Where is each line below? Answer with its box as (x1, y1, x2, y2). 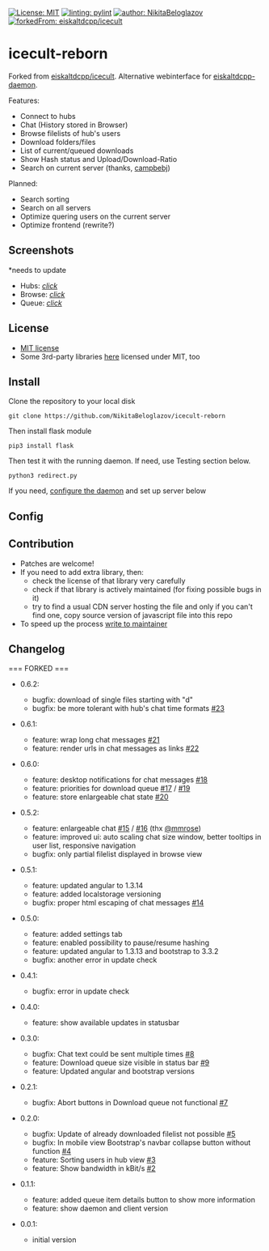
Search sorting (19, 194, 70, 204)
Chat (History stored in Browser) (19, 120, 128, 130)
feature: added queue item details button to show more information (32, 1195, 256, 1205)
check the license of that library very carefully (32, 576, 186, 585)
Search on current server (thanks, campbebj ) (19, 163, 171, 172)
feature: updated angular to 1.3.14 (32, 881, 144, 891)
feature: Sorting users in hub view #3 (32, 1155, 156, 1165)
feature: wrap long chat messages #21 (32, 735, 160, 745)
